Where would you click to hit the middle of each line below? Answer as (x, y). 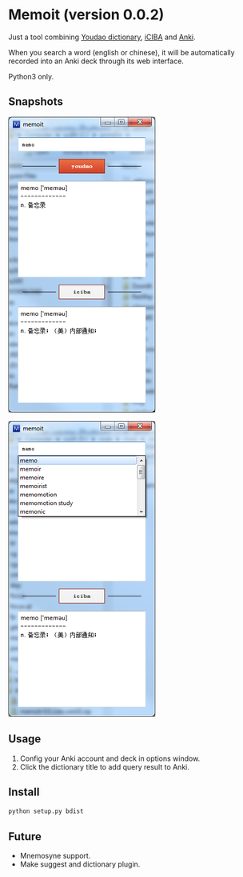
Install (24, 792)
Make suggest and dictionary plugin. (80, 864)
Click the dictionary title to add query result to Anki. (104, 766)
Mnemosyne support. (55, 856)
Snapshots (36, 102)
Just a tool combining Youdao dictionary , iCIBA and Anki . (102, 37)
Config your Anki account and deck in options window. (110, 758)
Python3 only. (31, 76)
